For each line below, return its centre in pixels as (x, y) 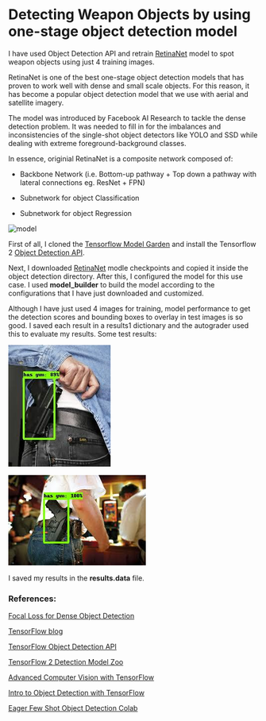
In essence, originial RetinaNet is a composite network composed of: (121, 158)
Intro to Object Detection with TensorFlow (77, 693)
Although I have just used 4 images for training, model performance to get (129, 308)
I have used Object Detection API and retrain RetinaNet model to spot (121, 53)
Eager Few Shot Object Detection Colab (73, 708)
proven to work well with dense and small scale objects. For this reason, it (129, 86)
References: (33, 599)
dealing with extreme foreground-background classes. (97, 143)
